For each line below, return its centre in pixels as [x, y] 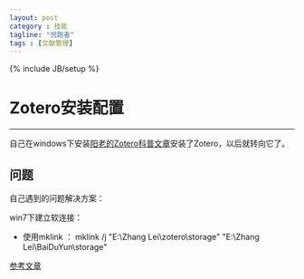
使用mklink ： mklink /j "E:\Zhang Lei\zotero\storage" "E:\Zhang [141, 237]
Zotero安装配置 [67, 108]
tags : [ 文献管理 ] [42, 43]
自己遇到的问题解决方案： [57, 198]
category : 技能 [38, 26]
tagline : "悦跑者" [42, 34]
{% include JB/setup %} [54, 69]
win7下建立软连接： [46, 217]
